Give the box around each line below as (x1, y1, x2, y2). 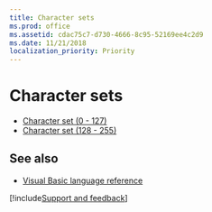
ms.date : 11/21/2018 (9, 38, 88, 48)
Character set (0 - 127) (22, 115, 107, 126)
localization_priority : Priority (9, 47, 135, 56)
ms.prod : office (9, 22, 70, 31)
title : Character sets (9, 13, 95, 23)
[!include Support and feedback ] (9, 192, 128, 203)
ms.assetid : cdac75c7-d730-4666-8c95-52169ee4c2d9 (9, 30, 204, 39)
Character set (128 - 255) (22, 125, 117, 136)
